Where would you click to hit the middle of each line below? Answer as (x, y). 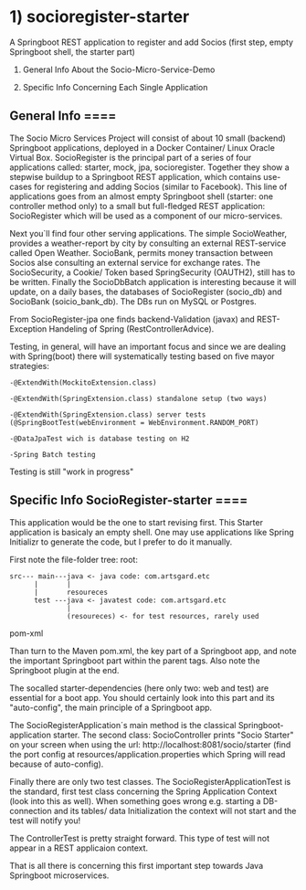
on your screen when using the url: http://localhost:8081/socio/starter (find (150, 744)
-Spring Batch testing (53, 454)
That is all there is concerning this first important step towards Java (137, 865)
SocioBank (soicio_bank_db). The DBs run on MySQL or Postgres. (133, 301)
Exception (28, 328)
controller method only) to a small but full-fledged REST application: (137, 206)
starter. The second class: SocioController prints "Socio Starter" (174, 735)
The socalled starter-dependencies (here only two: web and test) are (139, 688)
